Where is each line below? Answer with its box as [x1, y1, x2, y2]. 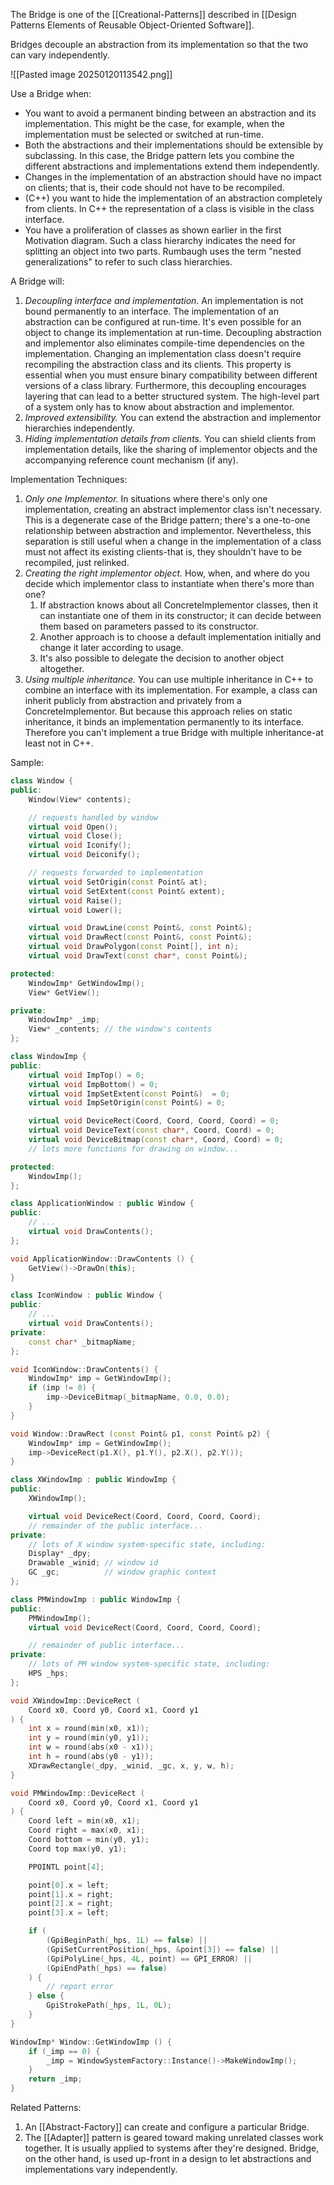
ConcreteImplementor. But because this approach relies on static [24, 705, 293, 717]
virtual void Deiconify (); [28, 850, 141, 860]
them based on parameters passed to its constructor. [39, 620, 259, 632]
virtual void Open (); [28, 822, 118, 832]
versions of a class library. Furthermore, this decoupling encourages [24, 380, 307, 391]
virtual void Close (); [28, 831, 123, 841]
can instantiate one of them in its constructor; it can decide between [39, 610, 322, 621]
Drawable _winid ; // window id [28, 1558, 159, 1568]
